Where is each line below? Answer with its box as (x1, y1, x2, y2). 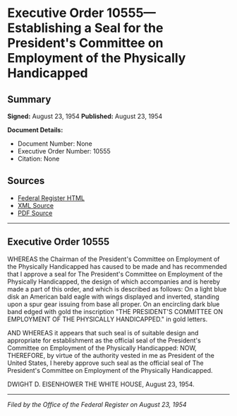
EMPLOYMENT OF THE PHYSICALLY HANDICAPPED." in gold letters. (7, 315, 208, 323)
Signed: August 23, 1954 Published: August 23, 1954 (7, 112, 163, 120)
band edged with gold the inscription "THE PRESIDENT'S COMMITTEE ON (7, 307, 224, 316)
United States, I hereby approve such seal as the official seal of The (7, 359, 204, 367)
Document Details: (7, 126, 63, 134)
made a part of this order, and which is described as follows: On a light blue (7, 284, 227, 293)
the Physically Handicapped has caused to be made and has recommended (7, 262, 227, 270)
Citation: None (17, 154, 60, 163)
